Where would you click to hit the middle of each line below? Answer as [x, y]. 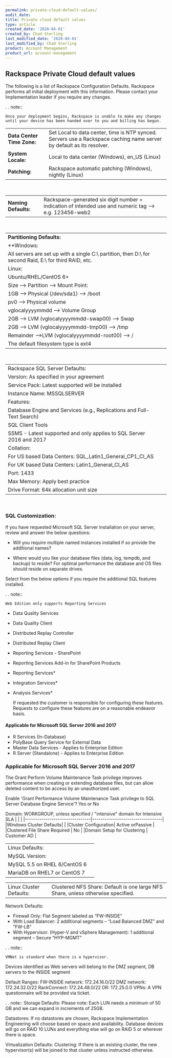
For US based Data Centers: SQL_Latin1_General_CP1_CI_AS [81, 457]
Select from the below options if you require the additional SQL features [81, 579]
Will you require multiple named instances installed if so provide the [84, 542]
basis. [19, 713]
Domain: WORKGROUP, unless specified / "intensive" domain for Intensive [84, 814]
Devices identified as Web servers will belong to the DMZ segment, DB [80, 967]
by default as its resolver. [79, 145]
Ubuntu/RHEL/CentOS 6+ [38, 277]
